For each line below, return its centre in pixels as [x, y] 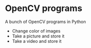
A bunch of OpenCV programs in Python [45, 22]
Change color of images [36, 31]
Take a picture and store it [38, 36]
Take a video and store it [37, 41]
